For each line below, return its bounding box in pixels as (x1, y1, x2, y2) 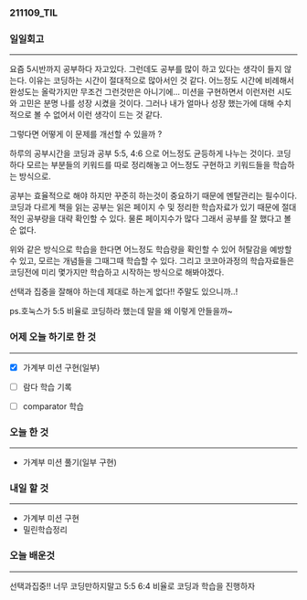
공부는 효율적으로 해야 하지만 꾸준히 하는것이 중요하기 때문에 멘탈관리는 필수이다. (9, 190, 298, 202)
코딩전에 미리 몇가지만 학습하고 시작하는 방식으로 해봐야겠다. (9, 267, 225, 278)
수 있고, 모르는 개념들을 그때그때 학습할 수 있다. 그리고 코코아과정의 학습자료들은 (9, 256, 295, 267)
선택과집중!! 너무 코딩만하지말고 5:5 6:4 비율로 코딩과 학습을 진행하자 (9, 580, 256, 591)
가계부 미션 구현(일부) (22, 362, 101, 373)
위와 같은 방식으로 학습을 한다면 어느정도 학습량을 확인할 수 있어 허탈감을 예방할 (9, 244, 292, 255)
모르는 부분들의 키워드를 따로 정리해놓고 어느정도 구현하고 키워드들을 (26, 160, 271, 171)
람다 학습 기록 (22, 381, 72, 392)
